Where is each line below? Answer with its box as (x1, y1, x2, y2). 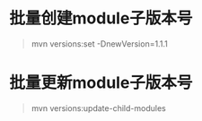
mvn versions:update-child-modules (31, 102, 166, 113)
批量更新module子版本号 (9, 73, 193, 93)
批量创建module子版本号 (9, 8, 193, 29)
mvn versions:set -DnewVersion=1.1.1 (31, 38, 168, 49)
